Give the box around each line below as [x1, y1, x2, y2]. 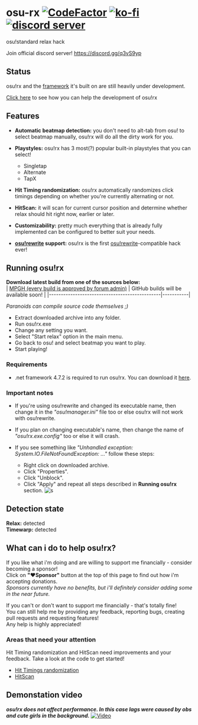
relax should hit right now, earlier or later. [14, 210, 115, 217]
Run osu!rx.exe [14, 320, 51, 328]
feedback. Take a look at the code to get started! [6, 655, 125, 662]
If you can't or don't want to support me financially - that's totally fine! [6, 601, 177, 609]
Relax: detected [6, 520, 46, 527]
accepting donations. [6, 578, 58, 585]
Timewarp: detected [6, 526, 57, 533]
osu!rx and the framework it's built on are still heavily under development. [6, 82, 186, 89]
